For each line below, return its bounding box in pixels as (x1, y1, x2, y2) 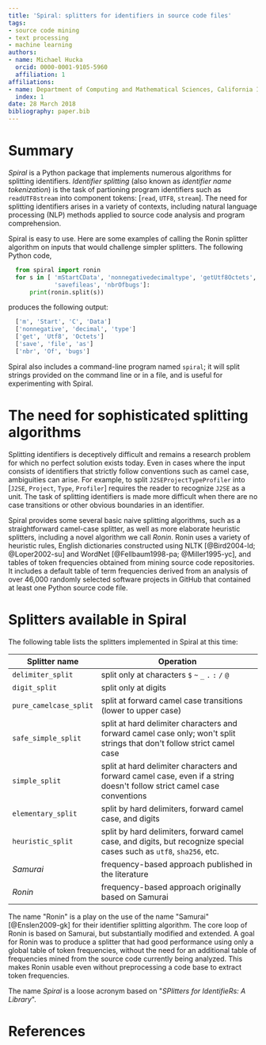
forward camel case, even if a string (101, 770, 235, 782)
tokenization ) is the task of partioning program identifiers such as (8, 184, 222, 194)
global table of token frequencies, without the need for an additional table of (8, 945, 257, 955)
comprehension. (8, 218, 62, 228)
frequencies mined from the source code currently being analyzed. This (8, 954, 243, 963)
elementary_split (12, 809, 78, 818)
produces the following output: (8, 302, 108, 312)
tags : (8, 19, 26, 27)
